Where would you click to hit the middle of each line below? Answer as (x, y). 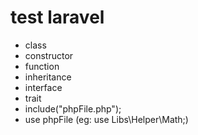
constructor (49, 55)
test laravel (57, 17)
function (42, 66)
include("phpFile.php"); (73, 108)
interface (43, 87)
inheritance (48, 77)
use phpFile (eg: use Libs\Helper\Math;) (106, 119)
